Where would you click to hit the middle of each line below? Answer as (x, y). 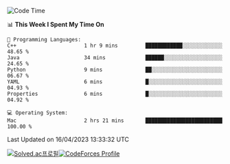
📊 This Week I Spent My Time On (56, 24)
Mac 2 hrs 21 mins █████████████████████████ (115, 121)
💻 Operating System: (38, 113)
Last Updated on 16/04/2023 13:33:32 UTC (68, 139)
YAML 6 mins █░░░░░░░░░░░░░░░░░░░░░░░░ (115, 82)
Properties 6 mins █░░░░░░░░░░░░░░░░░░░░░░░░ (115, 94)
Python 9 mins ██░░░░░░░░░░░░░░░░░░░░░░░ (115, 70)
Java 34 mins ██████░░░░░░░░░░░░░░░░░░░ (115, 58)
